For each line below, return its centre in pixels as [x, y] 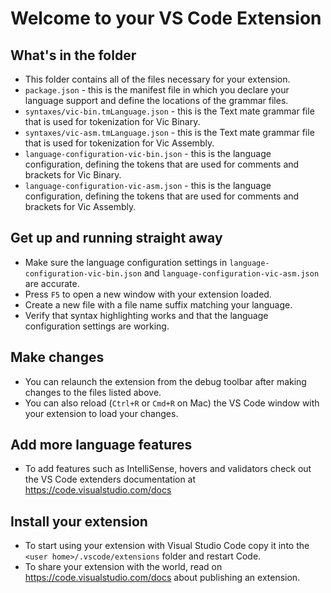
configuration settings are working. [97, 326]
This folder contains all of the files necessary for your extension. [157, 79]
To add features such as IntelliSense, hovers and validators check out [168, 469]
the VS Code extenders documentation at [110, 479]
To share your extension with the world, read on [123, 567]
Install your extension [79, 521]
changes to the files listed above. [93, 392]
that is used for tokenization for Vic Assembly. [119, 143]
